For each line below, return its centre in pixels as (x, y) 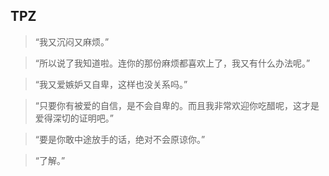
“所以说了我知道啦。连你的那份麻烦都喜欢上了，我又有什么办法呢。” (172, 63)
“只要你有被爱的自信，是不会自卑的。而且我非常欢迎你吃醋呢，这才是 (177, 105)
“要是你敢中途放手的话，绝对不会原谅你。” (120, 139)
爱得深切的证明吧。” (74, 118)
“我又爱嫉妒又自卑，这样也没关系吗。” (111, 84)
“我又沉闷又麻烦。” (72, 41)
